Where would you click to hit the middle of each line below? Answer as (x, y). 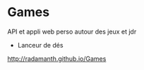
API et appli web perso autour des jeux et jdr (72, 31)
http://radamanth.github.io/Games (57, 58)
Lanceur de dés (40, 45)
